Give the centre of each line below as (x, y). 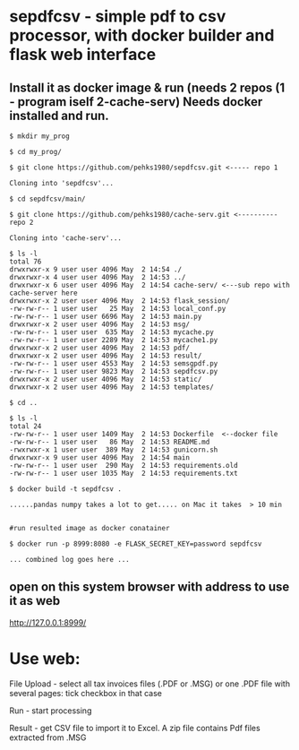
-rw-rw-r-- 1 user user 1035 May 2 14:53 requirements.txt (124, 473)
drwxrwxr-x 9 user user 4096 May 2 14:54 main (100, 458)
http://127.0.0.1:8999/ (48, 622)
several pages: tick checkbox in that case (86, 693)
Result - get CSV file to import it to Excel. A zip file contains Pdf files (135, 728)
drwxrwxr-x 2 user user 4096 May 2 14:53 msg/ (100, 324)
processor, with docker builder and (142, 35)
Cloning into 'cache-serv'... (66, 238)
